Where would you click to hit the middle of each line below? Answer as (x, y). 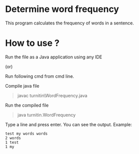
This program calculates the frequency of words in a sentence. (70, 23)
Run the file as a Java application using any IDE (54, 57)
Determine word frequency (62, 9)
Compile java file (22, 86)
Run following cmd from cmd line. (40, 76)
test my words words (27, 134)
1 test (12, 142)
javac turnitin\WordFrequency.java (52, 95)
